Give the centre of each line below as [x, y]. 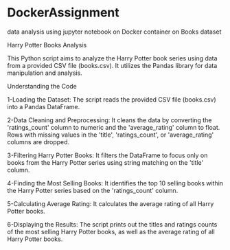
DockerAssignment [64, 13]
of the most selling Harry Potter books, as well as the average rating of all [111, 231]
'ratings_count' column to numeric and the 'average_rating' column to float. [114, 127]
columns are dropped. [38, 141]
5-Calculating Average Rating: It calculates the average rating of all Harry [111, 203]
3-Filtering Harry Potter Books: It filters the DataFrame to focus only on [107, 155]
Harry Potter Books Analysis [47, 45]
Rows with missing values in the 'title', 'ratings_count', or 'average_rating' [111, 135]
